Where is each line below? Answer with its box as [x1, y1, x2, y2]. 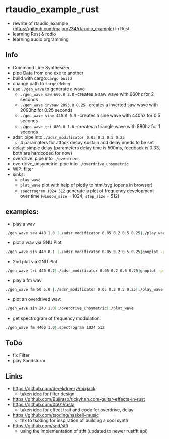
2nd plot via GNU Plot [12, 259, 58, 265]
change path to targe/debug [12, 80, 70, 86]
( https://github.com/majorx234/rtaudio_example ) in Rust [12, 25, 130, 31]
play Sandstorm [12, 357, 45, 363]
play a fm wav [12, 277, 42, 283]
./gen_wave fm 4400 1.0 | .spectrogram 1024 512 [5, 325, 105, 330]
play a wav [12, 221, 35, 227]
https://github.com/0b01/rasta [12, 402, 75, 408]
